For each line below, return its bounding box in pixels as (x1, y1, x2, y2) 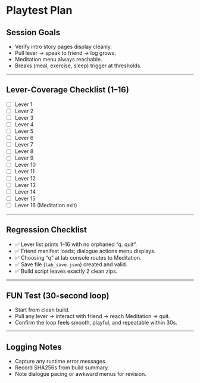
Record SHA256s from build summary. (14, 364, 110, 371)
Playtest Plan (6, 4, 73, 17)
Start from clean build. (14, 306, 70, 313)
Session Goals (6, 27, 61, 38)
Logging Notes (6, 342, 62, 352)
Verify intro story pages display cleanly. (14, 43, 112, 50)
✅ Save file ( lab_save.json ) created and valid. (14, 260, 128, 268)
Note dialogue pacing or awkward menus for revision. (14, 370, 147, 378)
